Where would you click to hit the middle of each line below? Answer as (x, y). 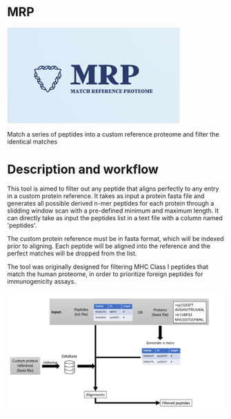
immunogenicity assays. (41, 282)
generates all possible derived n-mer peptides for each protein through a (111, 204)
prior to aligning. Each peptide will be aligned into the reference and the (109, 246)
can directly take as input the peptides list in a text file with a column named (115, 218)
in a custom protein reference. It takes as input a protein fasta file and (106, 196)
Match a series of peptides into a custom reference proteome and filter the (113, 135)
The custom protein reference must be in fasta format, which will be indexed (115, 239)
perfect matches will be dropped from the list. (72, 253)
